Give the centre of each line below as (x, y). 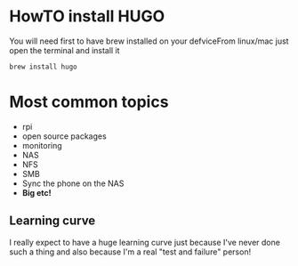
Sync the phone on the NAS (73, 183)
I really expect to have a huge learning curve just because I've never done (145, 242)
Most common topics (89, 102)
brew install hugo (43, 67)
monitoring (42, 145)
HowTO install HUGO (87, 16)
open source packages (64, 136)
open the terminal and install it (64, 50)
